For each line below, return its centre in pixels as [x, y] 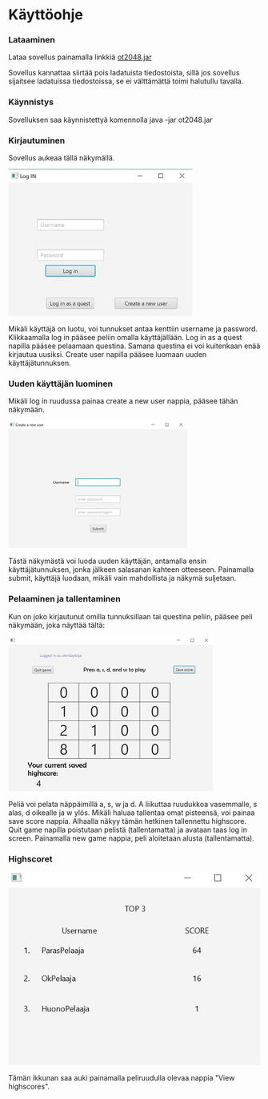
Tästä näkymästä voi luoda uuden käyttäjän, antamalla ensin [107, 561]
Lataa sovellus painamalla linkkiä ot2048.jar [80, 57]
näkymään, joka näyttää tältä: [57, 625]
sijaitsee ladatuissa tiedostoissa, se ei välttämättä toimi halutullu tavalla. [126, 81]
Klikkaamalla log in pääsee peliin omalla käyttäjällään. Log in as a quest [125, 338]
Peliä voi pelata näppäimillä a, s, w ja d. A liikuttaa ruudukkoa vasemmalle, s [133, 804]
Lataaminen [32, 40]
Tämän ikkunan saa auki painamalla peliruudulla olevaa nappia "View [122, 1077]
